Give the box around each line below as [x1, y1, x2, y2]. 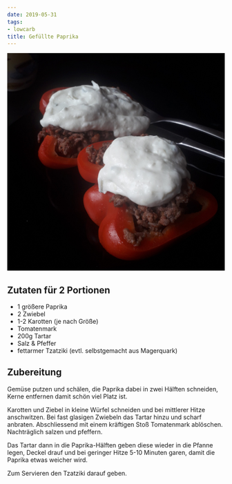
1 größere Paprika [17, 302, 68, 311]
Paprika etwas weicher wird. [7, 456, 88, 464]
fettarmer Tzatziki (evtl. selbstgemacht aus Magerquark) [17, 347, 178, 355]
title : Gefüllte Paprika [7, 33, 79, 40]
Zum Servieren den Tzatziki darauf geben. [7, 469, 128, 477]
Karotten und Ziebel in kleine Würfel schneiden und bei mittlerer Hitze [7, 405, 206, 414]
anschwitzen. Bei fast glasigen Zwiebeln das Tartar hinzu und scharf [7, 413, 202, 421]
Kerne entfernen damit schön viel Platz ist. [7, 392, 128, 400]
